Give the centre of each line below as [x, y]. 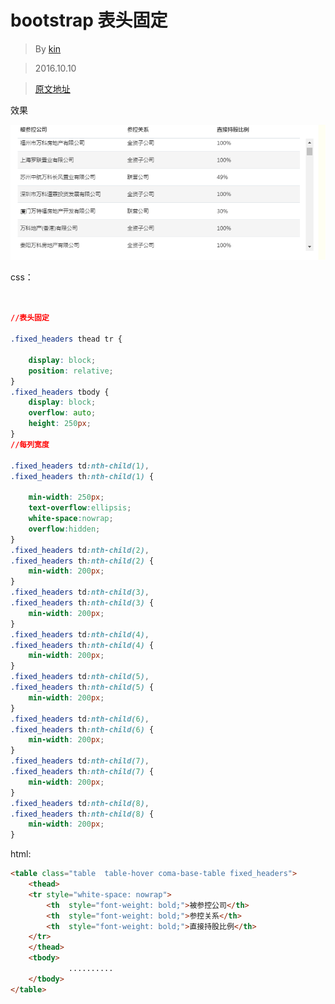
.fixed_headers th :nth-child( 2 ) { [82, 561]
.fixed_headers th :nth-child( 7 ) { [82, 772]
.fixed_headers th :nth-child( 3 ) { [82, 603]
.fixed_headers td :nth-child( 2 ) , [80, 550]
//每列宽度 [30, 444]
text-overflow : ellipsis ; [80, 508]
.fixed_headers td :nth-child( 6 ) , [80, 719]
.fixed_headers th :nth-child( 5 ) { [82, 687]
